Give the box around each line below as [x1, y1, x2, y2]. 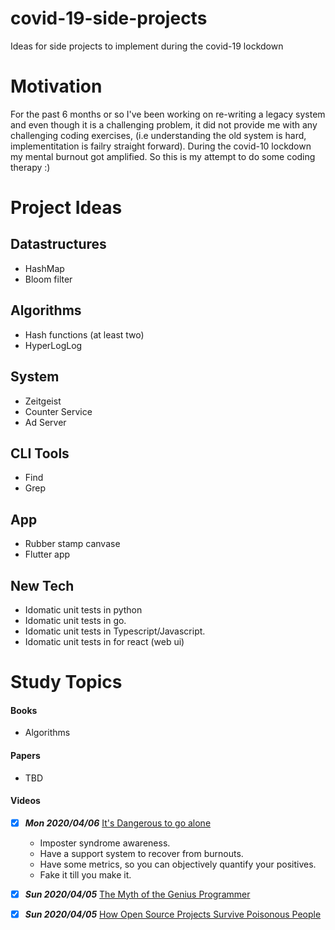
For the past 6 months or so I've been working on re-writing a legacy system [10, 108, 326, 120]
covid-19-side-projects [10, 7, 208, 30]
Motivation [10, 75, 103, 98]
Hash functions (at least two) [24, 328, 145, 341]
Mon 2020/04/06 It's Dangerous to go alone [24, 817, 212, 829]
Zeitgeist [24, 395, 62, 407]
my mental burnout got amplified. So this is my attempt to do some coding [10, 150, 316, 162]
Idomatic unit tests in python [24, 603, 143, 616]
